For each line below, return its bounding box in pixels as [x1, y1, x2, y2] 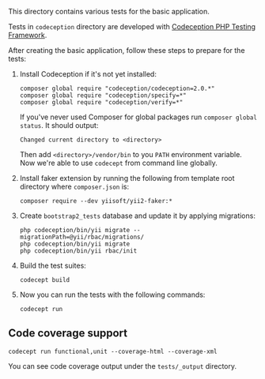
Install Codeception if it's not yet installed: [19, 69, 157, 78]
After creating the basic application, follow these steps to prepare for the [8, 46, 245, 54]
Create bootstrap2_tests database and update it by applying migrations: [19, 211, 256, 220]
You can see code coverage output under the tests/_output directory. [8, 361, 237, 370]
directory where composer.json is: [19, 182, 129, 191]
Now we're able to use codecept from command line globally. [19, 158, 218, 167]
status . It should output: [19, 121, 99, 129]
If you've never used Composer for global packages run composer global [19, 112, 257, 122]
